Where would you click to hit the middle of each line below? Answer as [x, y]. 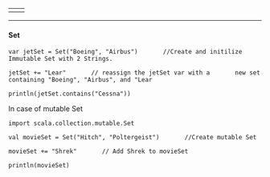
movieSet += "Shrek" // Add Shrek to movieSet [98, 151]
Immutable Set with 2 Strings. [61, 59]
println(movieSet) [39, 166]
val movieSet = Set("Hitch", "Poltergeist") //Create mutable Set [133, 138]
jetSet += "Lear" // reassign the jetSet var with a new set [135, 73]
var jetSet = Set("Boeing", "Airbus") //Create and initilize [125, 52]
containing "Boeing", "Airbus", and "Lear [80, 80]
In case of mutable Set [45, 109]
